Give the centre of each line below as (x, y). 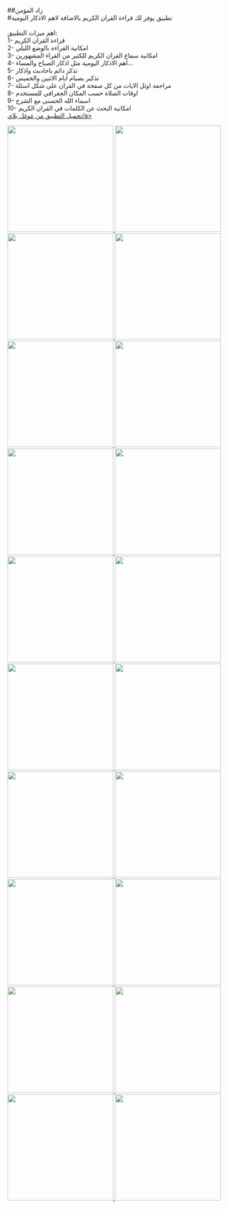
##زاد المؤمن (25, 10)
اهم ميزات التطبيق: (32, 33)
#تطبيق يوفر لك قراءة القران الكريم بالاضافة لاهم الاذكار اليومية (90, 18)
